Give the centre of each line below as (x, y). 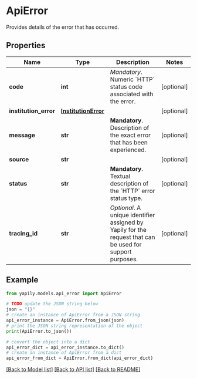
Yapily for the (128, 230)
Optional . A (125, 208)
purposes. (124, 259)
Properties (26, 45)
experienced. (128, 150)
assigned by (127, 222)
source (19, 159)
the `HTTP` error (133, 191)
